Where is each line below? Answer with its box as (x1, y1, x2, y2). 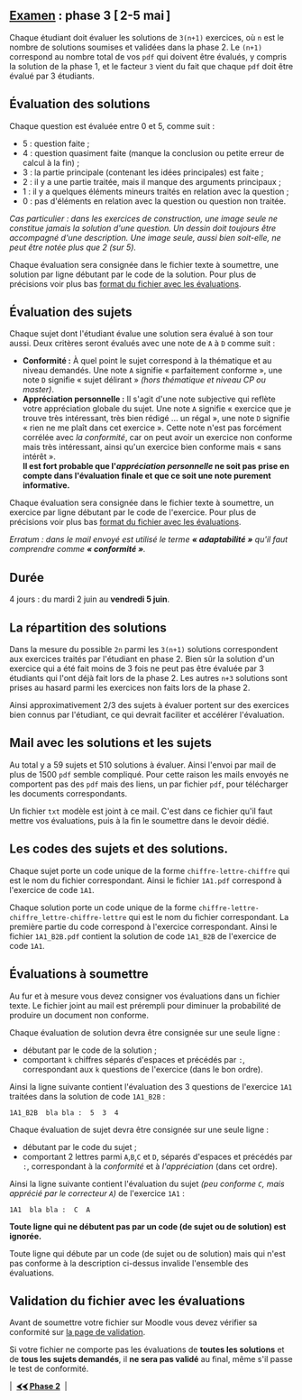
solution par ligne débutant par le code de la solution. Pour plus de (9, 269, 257, 280)
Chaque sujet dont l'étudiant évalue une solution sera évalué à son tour (9, 328, 273, 339)
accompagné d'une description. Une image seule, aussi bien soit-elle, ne (9, 232, 281, 243)
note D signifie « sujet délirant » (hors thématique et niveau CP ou (22, 374, 266, 385)
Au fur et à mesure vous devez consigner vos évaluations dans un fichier (9, 990, 280, 1001)
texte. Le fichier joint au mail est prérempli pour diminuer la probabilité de (9, 999, 281, 1010)
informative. (22, 480, 70, 491)
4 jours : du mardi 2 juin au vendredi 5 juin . (9, 594, 170, 604)
